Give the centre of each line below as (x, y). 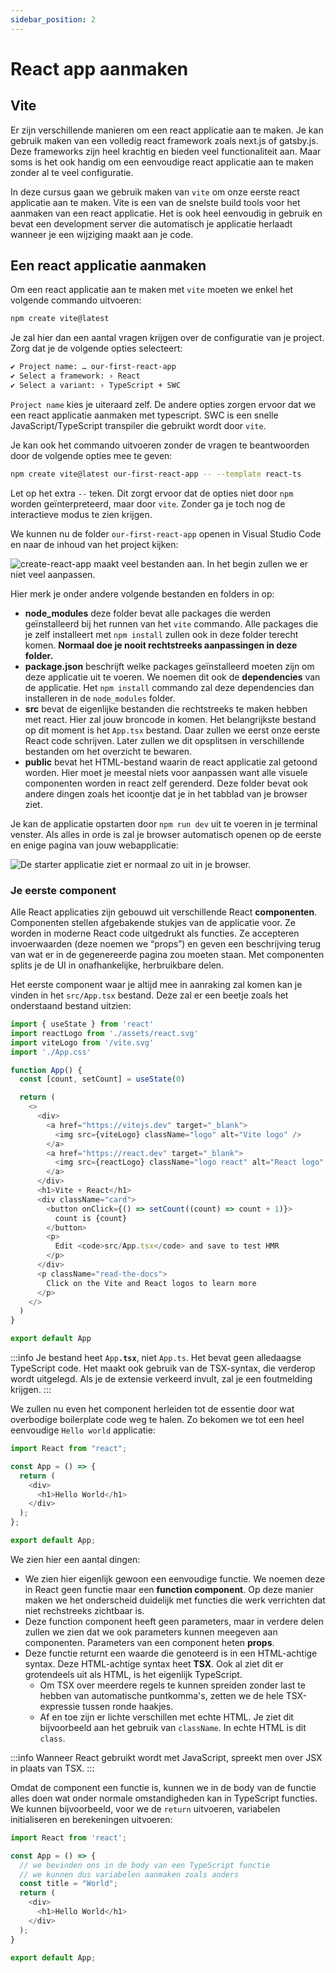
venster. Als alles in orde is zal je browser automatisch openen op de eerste (166, 834)
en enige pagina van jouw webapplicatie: (94, 845)
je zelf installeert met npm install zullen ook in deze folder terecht (161, 634)
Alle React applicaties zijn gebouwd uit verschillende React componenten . (164, 912)
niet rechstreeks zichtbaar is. (84, 1610)
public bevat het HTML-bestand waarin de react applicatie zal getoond (171, 762)
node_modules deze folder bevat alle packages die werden (147, 613)
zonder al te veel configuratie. (72, 172)
